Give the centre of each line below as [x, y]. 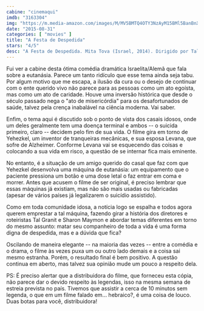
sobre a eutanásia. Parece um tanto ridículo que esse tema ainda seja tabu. [100, 75]
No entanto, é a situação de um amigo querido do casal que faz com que [97, 163]
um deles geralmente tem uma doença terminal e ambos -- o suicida [92, 125]
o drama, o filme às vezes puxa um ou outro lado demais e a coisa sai [93, 251]
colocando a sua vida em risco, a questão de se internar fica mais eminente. [102, 151]
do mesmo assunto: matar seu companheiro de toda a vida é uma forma [97, 226]
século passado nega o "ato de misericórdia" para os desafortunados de [97, 101]
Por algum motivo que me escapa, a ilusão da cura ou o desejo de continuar [101, 81]
